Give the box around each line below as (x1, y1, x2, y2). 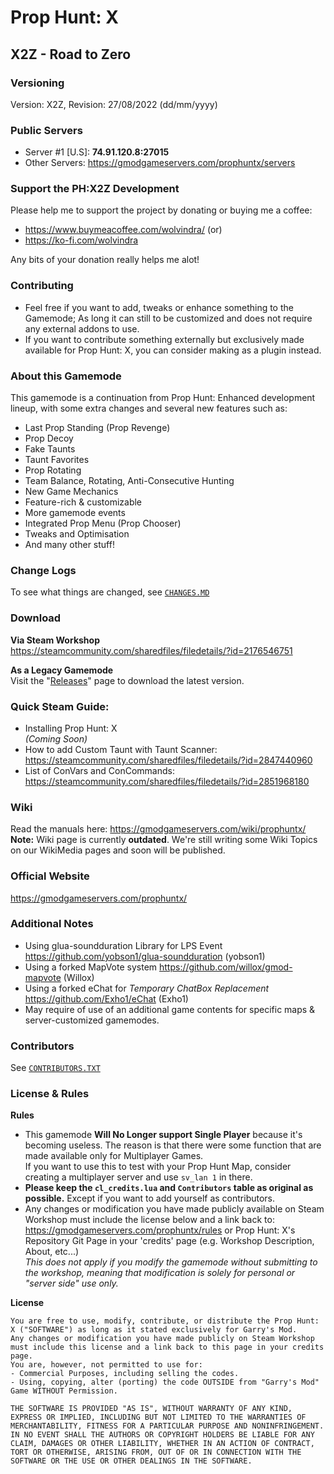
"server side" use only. (24, 1277, 119, 1290)
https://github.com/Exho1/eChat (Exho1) (24, 992, 189, 1005)
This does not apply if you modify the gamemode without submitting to (24, 1256, 318, 1268)
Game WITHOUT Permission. (10, 1386, 118, 1396)
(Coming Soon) (24, 732, 88, 745)
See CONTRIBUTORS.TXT (10, 1062, 101, 1074)
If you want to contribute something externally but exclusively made (24, 333, 305, 345)
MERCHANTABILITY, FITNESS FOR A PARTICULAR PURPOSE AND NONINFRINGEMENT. (10, 1421, 325, 1431)
